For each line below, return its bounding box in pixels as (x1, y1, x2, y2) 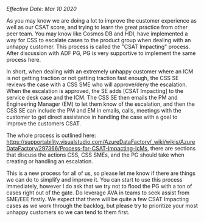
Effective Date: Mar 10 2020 (6, 6, 77, 12)
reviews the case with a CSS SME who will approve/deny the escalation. (6, 81, 188, 88)
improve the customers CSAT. (6, 120, 81, 127)
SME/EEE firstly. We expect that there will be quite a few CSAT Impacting (6, 196, 189, 202)
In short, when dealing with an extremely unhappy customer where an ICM (6, 68, 194, 75)
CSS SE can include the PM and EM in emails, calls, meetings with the (6, 107, 181, 114)
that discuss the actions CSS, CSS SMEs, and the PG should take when (6, 151, 185, 158)
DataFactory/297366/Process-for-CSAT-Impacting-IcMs (6, 145, 148, 152)
